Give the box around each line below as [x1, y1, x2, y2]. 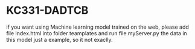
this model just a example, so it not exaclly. [6, 36, 113, 43]
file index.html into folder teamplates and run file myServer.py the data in [6, 29, 187, 36]
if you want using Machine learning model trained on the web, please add [6, 23, 189, 30]
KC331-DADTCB [6, 4, 89, 17]
